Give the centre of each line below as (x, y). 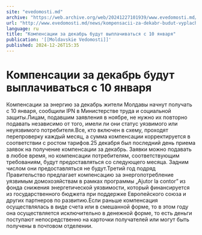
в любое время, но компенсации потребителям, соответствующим (93, 155)
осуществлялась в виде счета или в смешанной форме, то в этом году (97, 206)
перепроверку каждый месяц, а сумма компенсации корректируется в (98, 136)
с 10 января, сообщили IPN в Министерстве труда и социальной (89, 111)
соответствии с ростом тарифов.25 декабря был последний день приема (101, 142)
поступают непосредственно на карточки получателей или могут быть (98, 219)
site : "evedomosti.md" (35, 12)
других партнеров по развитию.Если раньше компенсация (82, 200)
